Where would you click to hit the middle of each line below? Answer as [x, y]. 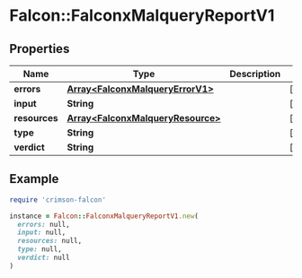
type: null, [40, 249]
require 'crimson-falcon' [58, 200]
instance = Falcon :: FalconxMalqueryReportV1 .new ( [104, 216]
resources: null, [50, 241]
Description [255, 74]
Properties [40, 49]
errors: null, [44, 224]
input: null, [42, 233]
